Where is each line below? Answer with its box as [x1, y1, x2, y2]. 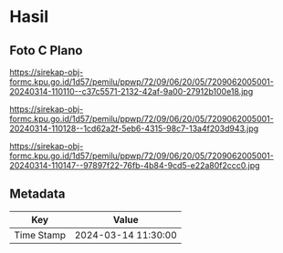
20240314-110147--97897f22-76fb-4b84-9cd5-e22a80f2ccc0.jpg [9, 160, 260, 170]
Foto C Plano [9, 43, 83, 58]
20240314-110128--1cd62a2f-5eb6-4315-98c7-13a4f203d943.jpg [9, 123, 259, 134]
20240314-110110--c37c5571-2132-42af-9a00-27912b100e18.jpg [9, 86, 254, 96]
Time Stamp [14, 228, 67, 241]
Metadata [9, 187, 66, 202]
